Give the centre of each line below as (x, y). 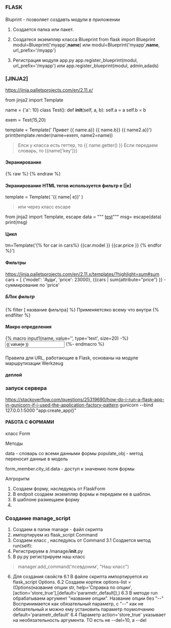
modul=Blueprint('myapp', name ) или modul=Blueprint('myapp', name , (86, 45)
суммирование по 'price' (33, 285)
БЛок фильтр (20, 297)
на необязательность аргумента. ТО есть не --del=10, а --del (80, 620)
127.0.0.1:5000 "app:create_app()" (41, 410)
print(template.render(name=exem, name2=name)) (59, 135)
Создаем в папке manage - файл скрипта (58, 529)
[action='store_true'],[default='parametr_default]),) (66, 593)
